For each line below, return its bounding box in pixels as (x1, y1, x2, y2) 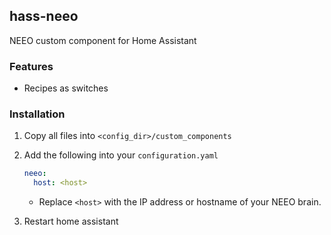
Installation (9, 107, 66, 121)
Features (9, 59, 54, 73)
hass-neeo (9, 8, 79, 25)
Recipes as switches (23, 82, 109, 94)
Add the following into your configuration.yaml (23, 149, 219, 161)
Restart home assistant (23, 215, 119, 228)
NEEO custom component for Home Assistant (9, 34, 197, 46)
